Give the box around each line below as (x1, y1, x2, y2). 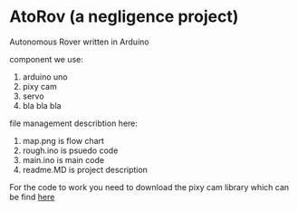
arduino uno (22, 71, 68, 82)
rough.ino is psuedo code (22, 145, 119, 156)
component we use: (9, 53, 84, 64)
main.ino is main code (22, 154, 105, 165)
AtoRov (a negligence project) (9, 6, 239, 27)
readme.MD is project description (22, 164, 148, 175)
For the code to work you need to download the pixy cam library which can (9, 181, 290, 192)
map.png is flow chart (22, 135, 104, 146)
